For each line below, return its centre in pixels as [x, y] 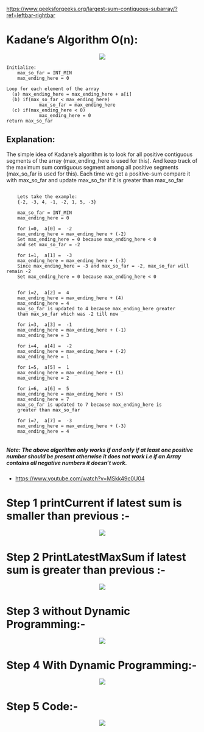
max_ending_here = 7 [43, 399]
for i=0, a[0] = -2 [44, 229]
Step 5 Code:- [42, 706]
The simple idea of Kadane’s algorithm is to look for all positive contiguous [100, 154]
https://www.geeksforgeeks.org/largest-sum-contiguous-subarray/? [92, 9]
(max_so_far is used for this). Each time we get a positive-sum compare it [98, 174]
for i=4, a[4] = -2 [44, 346]
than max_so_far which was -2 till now [68, 314]
